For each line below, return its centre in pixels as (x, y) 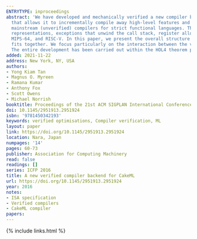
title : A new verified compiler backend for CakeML (70, 176)
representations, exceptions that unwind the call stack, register (96, 34)
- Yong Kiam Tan (26, 72)
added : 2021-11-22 (28, 55)
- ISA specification (31, 198)
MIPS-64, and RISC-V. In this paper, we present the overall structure (101, 39)
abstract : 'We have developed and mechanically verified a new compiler (97, 17)
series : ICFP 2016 (28, 170)
